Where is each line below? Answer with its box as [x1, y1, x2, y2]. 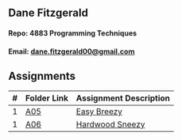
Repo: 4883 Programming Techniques [8, 28, 137, 38]
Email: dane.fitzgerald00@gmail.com [8, 47, 135, 56]
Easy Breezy [76, 106, 123, 117]
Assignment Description [76, 93, 171, 104]
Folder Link [25, 93, 69, 104]
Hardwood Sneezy [76, 119, 145, 130]
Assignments [8, 69, 76, 82]
